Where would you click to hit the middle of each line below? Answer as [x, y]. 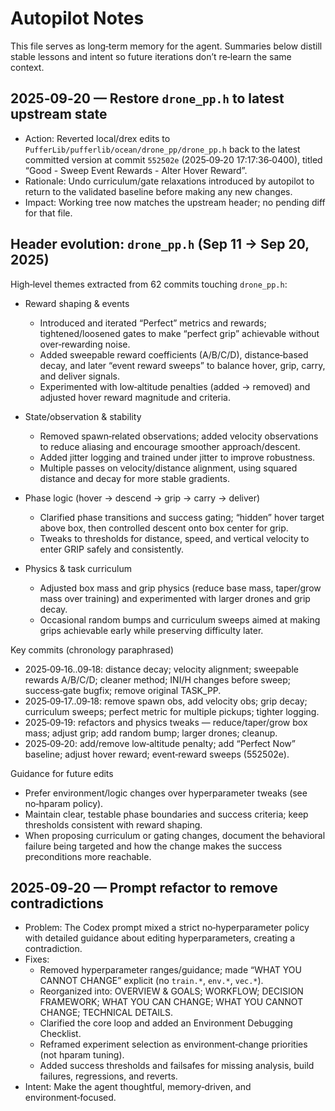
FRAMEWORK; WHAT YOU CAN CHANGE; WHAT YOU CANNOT [171, 1002]
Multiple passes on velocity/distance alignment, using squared [168, 468]
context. [27, 67]
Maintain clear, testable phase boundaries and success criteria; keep [166, 814]
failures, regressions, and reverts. [108, 1076]
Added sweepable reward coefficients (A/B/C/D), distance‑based [174, 354]
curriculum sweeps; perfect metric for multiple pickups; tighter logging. [172, 711]
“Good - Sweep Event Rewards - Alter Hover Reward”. [136, 170]
